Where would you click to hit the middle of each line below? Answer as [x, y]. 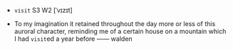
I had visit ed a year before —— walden [73, 39]
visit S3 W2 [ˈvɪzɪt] [43, 10]
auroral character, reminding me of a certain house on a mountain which [120, 31]
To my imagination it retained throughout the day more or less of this [115, 24]
